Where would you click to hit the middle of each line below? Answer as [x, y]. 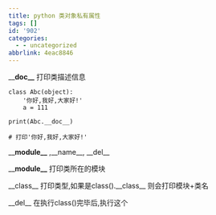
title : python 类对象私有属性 [55, 16]
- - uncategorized [47, 46]
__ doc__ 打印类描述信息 [47, 77]
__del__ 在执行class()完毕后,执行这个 [68, 203]
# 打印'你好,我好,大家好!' [48, 137]
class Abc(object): [41, 92]
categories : [28, 38]
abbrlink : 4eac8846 [41, 53]
